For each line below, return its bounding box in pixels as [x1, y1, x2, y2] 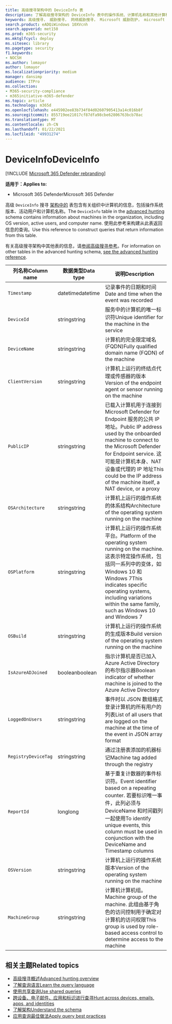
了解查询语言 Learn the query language [12, 982, 95, 988]
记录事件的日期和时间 [104, 284, 157, 291]
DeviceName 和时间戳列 [104, 807, 163, 814]
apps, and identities [12, 1000, 55, 1007]
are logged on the [104, 718, 147, 725]
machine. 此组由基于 [104, 901, 155, 908]
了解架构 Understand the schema [12, 1007, 82, 1013]
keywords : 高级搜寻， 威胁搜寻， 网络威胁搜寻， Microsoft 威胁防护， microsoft [5, 17, 165, 22]
